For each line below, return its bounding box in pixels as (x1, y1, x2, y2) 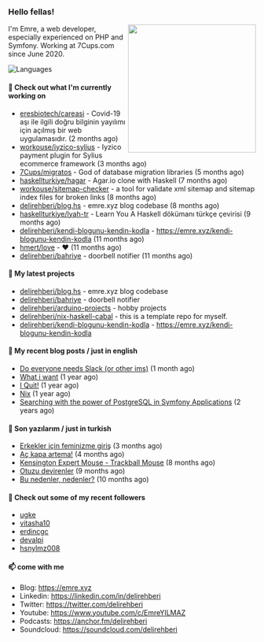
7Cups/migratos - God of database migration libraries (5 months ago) (19, 167, 244, 176)
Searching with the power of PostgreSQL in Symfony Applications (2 (19, 397, 241, 406)
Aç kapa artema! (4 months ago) (19, 450, 125, 459)
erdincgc (19, 527, 49, 536)
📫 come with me (8, 562, 64, 571)
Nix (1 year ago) (19, 388, 71, 398)
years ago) (19, 405, 55, 415)
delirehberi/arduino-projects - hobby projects (19, 302, 167, 313)
